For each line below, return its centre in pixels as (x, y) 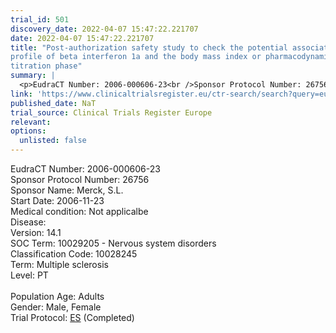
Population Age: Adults (57, 296)
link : (21, 94)
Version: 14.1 (36, 232)
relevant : (31, 122)
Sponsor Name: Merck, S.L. (67, 190)
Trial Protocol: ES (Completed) (72, 317)
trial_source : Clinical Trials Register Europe (111, 112)
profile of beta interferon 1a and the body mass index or (136, 57)
